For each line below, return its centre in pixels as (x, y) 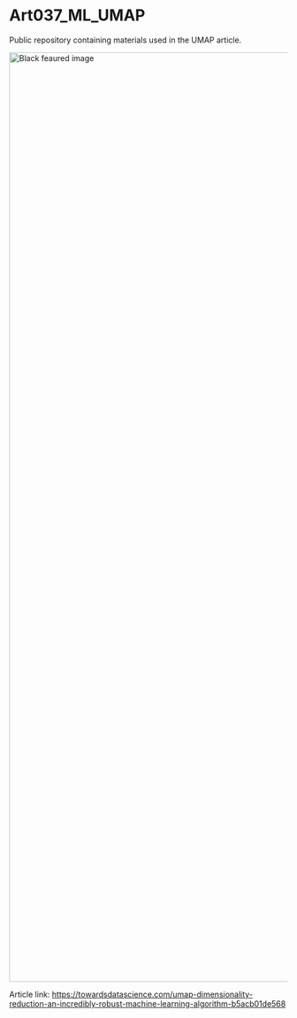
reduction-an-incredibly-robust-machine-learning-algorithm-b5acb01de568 (148, 1003)
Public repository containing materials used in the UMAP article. (126, 40)
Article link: (30, 994)
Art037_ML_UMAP (77, 15)
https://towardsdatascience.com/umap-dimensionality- (152, 994)
